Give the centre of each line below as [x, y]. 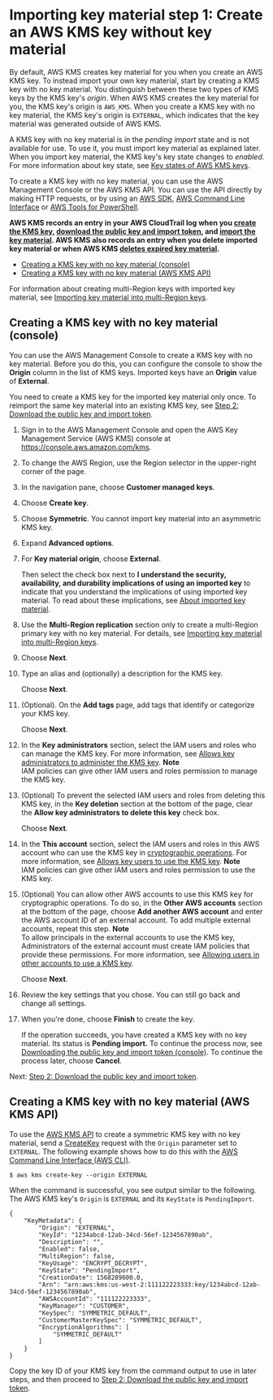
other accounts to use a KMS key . [77, 963]
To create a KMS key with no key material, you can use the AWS [116, 181]
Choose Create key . [54, 503]
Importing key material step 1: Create [136, 15]
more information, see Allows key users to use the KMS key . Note [130, 861]
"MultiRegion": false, [77, 1256]
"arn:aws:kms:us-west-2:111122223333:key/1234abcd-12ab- [162, 1285]
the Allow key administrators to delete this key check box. [120, 812]
